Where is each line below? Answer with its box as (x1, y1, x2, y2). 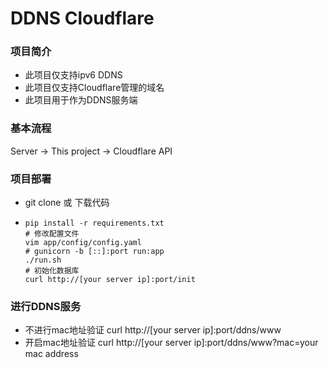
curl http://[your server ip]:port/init (24, 275, 196, 285)
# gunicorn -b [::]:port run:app (24, 247, 165, 257)
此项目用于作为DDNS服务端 (24, 94, 138, 106)
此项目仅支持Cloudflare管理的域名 (24, 82, 165, 94)
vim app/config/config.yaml (24, 238, 142, 248)
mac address (24, 348, 79, 360)
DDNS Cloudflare (10, 7, 155, 30)
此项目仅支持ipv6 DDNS (24, 69, 123, 81)
